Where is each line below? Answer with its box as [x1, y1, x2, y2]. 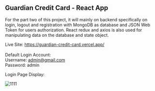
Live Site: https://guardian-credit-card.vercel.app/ [5, 41, 105, 47]
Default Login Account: [5, 52, 51, 58]
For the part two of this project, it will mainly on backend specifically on [5, 16, 148, 22]
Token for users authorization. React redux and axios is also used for [5, 27, 142, 33]
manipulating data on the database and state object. [5, 32, 109, 38]
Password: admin [5, 62, 40, 68]
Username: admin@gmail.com [5, 57, 65, 62]
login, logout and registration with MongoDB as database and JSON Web [5, 22, 151, 28]
